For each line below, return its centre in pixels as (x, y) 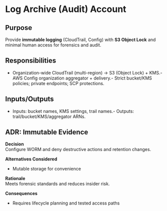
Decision (14, 144)
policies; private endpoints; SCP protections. (58, 83)
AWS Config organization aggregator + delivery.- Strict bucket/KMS (82, 78)
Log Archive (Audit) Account (66, 9)
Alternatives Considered (31, 159)
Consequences (21, 193)
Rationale (15, 178)
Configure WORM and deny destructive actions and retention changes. (78, 149)
